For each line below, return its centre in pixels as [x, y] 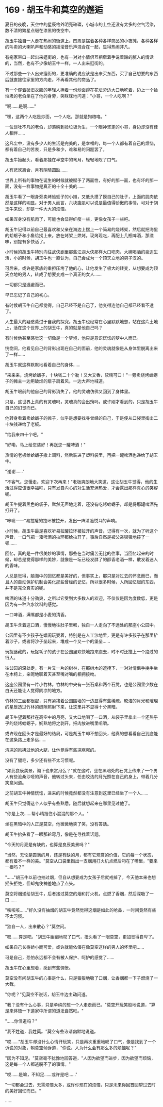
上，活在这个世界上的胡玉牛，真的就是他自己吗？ [54, 328]
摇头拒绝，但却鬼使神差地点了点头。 [41, 883]
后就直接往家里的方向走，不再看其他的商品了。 [52, 79]
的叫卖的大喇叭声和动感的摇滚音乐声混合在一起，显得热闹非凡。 [69, 47]
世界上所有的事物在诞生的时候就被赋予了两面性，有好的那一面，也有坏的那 [79, 180]
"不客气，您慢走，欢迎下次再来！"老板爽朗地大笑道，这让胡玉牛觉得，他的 [79, 481]
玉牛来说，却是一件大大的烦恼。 [37, 209]
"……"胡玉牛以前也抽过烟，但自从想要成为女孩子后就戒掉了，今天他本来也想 [81, 877]
